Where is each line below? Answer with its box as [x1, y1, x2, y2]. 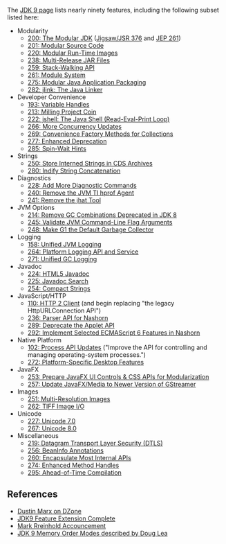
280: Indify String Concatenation [27, 166, 121, 175]
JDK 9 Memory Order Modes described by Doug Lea [17, 529, 168, 537]
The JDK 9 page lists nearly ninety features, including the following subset [7, 6, 220, 14]
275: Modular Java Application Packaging [27, 78, 147, 86]
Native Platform [17, 336, 62, 344]
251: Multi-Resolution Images [27, 395, 111, 403]
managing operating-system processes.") [27, 351, 147, 359]
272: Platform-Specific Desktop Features [27, 358, 144, 366]
